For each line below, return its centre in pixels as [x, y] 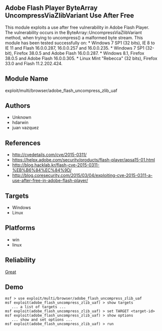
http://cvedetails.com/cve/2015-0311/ [49, 155]
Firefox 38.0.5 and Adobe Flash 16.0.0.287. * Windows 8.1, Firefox [79, 53]
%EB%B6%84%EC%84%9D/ [42, 170]
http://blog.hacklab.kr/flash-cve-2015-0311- [56, 165]
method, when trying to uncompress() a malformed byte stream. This [74, 37]
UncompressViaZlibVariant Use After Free [70, 16]
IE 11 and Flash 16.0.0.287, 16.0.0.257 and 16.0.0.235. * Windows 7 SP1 [75, 48]
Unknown [22, 117]
